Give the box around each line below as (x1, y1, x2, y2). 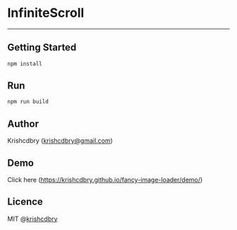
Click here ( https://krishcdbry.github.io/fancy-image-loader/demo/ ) (7, 175, 203, 184)
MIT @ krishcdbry (7, 215, 58, 223)
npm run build (7, 98, 49, 106)
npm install (7, 60, 42, 68)
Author (7, 117, 39, 129)
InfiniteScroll (7, 5, 85, 21)
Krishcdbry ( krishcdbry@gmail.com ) (7, 136, 113, 145)
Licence (7, 196, 44, 208)
